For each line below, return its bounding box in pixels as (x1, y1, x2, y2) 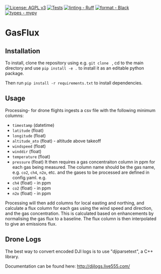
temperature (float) (12, 154, 51, 159)
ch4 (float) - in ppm (12, 180, 51, 186)
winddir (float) (12, 148, 42, 154)
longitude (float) (12, 132, 46, 138)
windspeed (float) (12, 143, 46, 149)
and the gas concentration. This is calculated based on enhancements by (5, 210, 154, 216)
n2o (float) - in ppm (12, 190, 51, 196)
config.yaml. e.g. (12, 174, 47, 180)
